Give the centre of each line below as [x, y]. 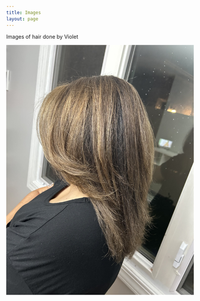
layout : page [22, 19]
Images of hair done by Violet [42, 36]
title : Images [24, 12]
